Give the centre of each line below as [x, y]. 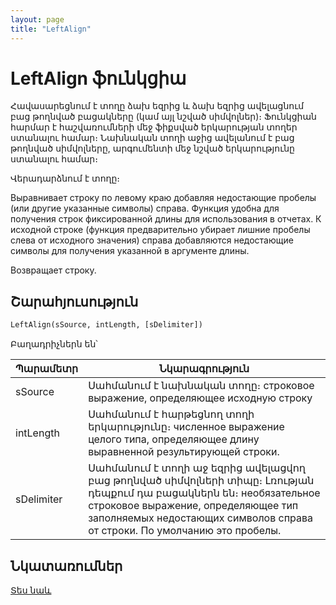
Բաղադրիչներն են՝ [54, 344]
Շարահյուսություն [74, 301]
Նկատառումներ [66, 566]
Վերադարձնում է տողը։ [65, 178]
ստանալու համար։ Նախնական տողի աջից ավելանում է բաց [152, 138]
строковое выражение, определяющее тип [193, 506]
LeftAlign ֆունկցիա [98, 78]
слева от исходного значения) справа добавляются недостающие [152, 240]
